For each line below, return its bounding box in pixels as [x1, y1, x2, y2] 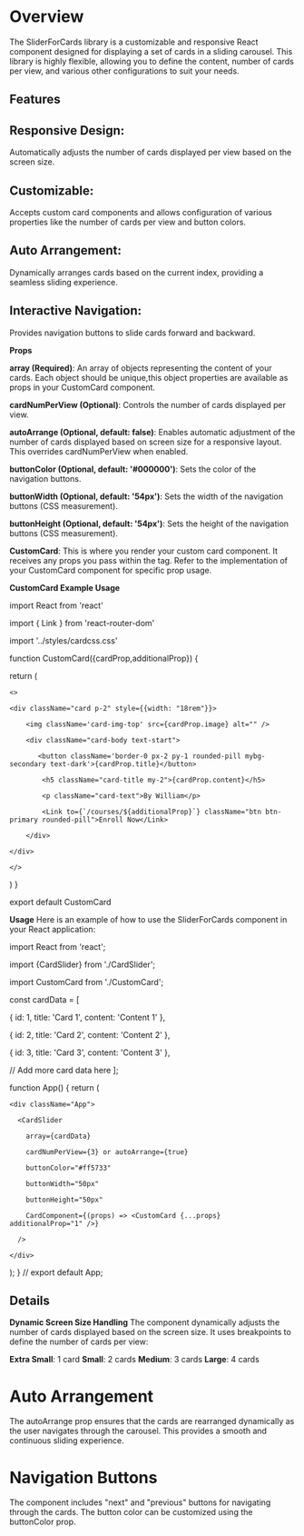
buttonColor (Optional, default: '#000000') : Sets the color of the [9, 464, 257, 474]
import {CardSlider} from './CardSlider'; [9, 959, 156, 970]
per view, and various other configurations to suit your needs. [9, 65, 240, 76]
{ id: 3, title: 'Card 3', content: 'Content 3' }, [9, 1047, 171, 1058]
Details [9, 1292, 50, 1308]
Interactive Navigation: [9, 303, 142, 319]
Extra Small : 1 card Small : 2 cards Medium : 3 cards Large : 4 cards [9, 1354, 260, 1365]
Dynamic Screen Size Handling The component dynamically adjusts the [9, 1317, 280, 1328]
